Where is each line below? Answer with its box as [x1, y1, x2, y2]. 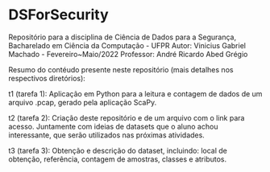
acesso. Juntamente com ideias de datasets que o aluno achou [8, 121, 218, 131]
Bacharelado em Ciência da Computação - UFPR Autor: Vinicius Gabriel [8, 40, 246, 50]
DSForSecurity [8, 6, 109, 24]
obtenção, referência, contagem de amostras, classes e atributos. [8, 154, 227, 164]
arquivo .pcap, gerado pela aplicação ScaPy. [8, 97, 157, 107]
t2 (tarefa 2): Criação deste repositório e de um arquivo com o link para [8, 113, 245, 122]
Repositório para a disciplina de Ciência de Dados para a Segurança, [8, 32, 237, 42]
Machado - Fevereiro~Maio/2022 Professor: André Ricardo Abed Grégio [8, 49, 248, 59]
